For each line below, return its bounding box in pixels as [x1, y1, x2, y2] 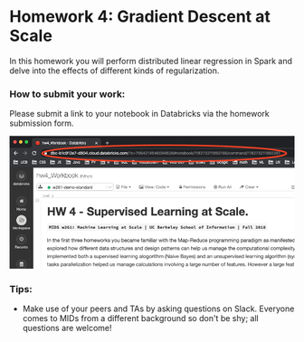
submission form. [9, 118, 74, 128]
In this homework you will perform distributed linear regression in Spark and [9, 55, 292, 66]
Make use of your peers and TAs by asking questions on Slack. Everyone [22, 303, 295, 314]
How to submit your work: [9, 88, 126, 100]
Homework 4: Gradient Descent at [9, 6, 271, 27]
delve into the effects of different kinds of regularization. [9, 65, 220, 76]
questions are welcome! [22, 323, 112, 334]
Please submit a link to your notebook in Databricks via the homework [9, 109, 270, 119]
